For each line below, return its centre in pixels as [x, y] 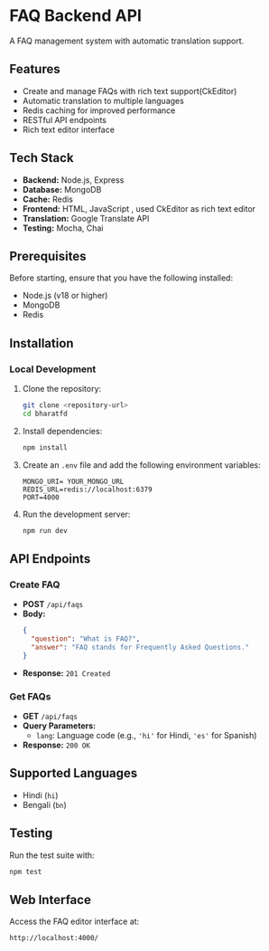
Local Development [53, 369]
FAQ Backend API [76, 16]
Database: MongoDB [62, 189]
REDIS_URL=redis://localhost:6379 [87, 490]
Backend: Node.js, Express [73, 180]
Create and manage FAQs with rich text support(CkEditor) [130, 90]
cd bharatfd [45, 414]
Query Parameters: [59, 726]
